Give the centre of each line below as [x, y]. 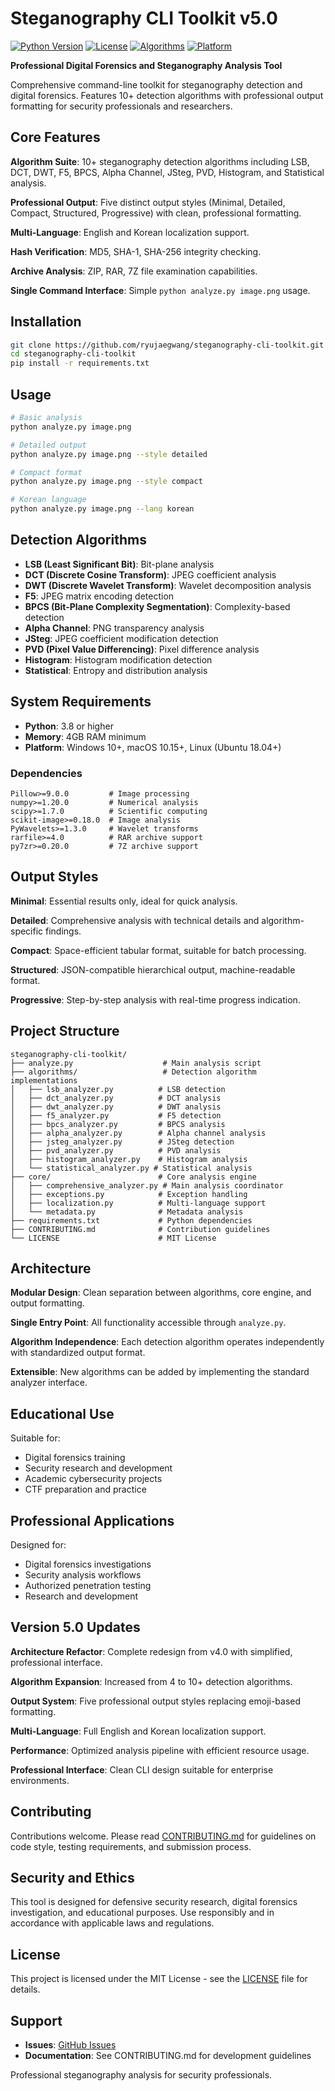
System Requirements [81, 702]
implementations [44, 1080]
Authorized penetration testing [88, 1585]
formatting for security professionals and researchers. [121, 106]
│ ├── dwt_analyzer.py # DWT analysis [116, 1107]
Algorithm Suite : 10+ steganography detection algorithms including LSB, [160, 161]
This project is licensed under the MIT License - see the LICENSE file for [159, 1979]
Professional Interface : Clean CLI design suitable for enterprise [142, 1769]
